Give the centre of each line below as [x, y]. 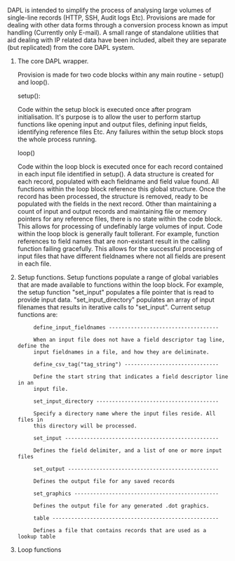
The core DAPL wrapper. [53, 61]
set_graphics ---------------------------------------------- [126, 494]
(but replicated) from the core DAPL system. [71, 47]
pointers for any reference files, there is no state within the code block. [120, 219]
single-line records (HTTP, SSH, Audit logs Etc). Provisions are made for [111, 18]
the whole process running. [57, 139]
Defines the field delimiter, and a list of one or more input [128, 451]
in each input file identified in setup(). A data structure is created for [115, 174]
